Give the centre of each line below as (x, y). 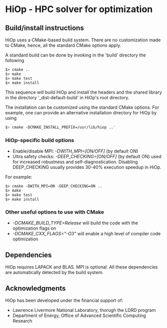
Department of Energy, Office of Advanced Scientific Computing (79, 315)
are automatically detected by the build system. (54, 273)
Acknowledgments (36, 288)
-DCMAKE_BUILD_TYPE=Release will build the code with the (75, 223)
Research (22, 321)
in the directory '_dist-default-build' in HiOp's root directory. (67, 97)
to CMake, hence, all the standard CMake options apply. (63, 45)
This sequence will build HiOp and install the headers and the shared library (84, 92)
